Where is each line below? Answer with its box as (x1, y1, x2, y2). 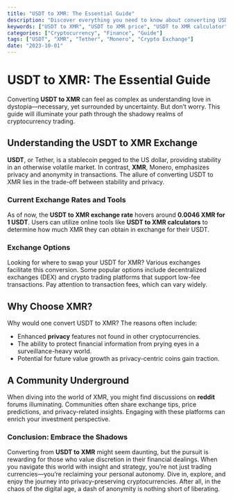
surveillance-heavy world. (17, 347, 92, 355)
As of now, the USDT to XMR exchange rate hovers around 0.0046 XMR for (7, 211, 225, 219)
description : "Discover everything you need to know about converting (7, 17, 216, 24)
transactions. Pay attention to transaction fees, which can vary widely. (7, 280, 208, 289)
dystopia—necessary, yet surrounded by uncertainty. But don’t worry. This (7, 102, 221, 111)
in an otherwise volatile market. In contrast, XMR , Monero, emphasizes (7, 163, 209, 171)
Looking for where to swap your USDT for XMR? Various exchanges (7, 258, 201, 267)
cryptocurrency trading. (7, 117, 76, 125)
